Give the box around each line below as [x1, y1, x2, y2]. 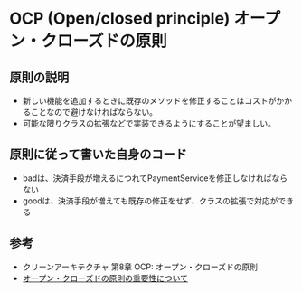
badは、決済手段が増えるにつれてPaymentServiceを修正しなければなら [22, 173, 288, 184]
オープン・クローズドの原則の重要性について [22, 272, 188, 283]
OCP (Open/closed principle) [9, 8, 231, 29]
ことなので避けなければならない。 [30, 107, 158, 118]
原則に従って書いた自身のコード [9, 146, 187, 163]
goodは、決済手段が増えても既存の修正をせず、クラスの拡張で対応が [22, 195, 278, 206]
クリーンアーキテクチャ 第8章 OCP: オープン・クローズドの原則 [22, 261, 258, 272]
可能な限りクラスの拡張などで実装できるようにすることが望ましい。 [22, 118, 277, 128]
